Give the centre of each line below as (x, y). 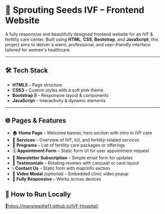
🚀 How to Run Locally (38, 194)
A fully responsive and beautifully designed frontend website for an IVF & (79, 34)
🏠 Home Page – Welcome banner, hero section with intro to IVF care (82, 133)
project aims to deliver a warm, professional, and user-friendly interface (78, 44)
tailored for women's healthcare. (38, 50)
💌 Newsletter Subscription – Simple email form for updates (72, 157)
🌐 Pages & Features (36, 121)
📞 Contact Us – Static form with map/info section (61, 168)
